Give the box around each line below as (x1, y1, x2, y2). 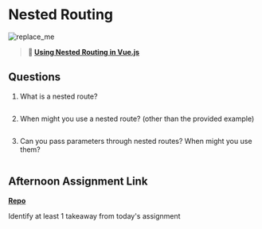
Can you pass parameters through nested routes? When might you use (19, 136, 252, 146)
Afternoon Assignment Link (8, 175, 148, 188)
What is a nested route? (19, 91, 98, 101)
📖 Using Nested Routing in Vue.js (27, 47, 140, 56)
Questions (8, 70, 61, 84)
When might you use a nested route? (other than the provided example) (19, 114, 255, 123)
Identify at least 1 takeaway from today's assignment (8, 211, 181, 220)
